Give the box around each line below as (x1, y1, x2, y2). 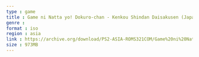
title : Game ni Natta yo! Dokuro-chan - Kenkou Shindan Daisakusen (6, 14, 179, 20)
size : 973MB (6, 42, 38, 48)
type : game (6, 8, 36, 15)
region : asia (6, 31, 41, 37)
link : (6, 36, 23, 42)
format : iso (6, 25, 38, 31)
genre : (6, 20, 25, 26)
